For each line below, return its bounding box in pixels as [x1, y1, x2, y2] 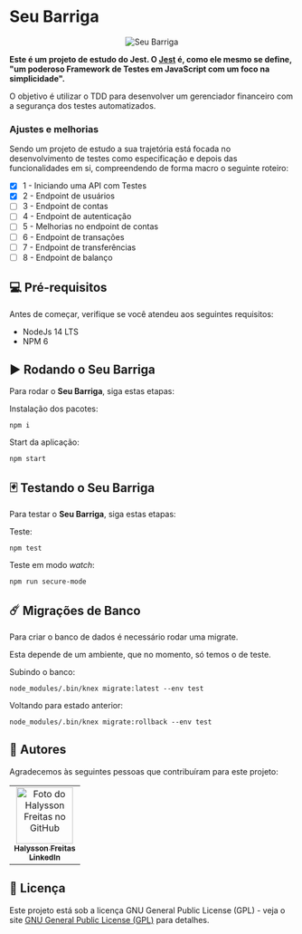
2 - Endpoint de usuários [22, 190, 116, 201]
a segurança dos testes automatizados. [9, 100, 156, 111]
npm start [9, 455, 47, 464]
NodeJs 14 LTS [22, 326, 80, 337]
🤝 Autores [9, 742, 67, 757]
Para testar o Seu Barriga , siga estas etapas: [9, 509, 176, 520]
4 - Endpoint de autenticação [22, 211, 132, 222]
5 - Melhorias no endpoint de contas [22, 221, 159, 232]
